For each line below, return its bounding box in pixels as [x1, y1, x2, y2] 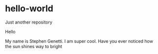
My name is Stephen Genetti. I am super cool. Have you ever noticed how [5, 38, 153, 44]
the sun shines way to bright [5, 43, 63, 49]
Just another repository [5, 19, 53, 25]
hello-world [5, 3, 54, 14]
